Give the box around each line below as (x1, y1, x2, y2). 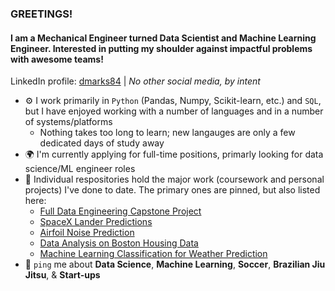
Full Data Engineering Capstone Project (39, 205, 202, 217)
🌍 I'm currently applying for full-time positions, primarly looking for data (24, 148, 324, 161)
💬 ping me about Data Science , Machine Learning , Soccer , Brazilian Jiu (24, 258, 326, 271)
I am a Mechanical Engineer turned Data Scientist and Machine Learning (10, 32, 317, 44)
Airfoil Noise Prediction (39, 227, 135, 239)
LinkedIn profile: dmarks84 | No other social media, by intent (10, 75, 261, 87)
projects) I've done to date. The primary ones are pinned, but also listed (24, 184, 321, 196)
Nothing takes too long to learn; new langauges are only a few (39, 127, 296, 139)
